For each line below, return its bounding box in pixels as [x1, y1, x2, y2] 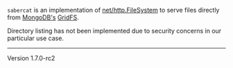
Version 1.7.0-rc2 [7, 54, 55, 62]
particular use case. [7, 34, 64, 42]
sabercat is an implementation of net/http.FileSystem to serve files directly [7, 6, 220, 14]
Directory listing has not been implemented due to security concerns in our [7, 27, 222, 35]
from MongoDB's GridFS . [7, 13, 80, 22]
